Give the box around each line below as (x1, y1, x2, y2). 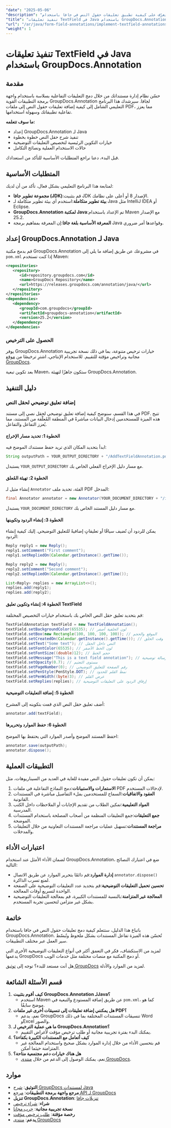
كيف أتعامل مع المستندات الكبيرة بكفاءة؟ (13, 1034, 89, 1041)
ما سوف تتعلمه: (6, 119, 35, 125)
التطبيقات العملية (6, 762, 54, 771)
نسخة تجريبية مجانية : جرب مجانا (13, 1106, 73, 1112)
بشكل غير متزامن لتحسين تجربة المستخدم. (13, 899, 94, 905)
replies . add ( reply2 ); (6, 590, 52, 595)
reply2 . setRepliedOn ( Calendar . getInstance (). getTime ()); (6, 571, 129, 576)
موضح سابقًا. (20, 1002, 45, 1008)
